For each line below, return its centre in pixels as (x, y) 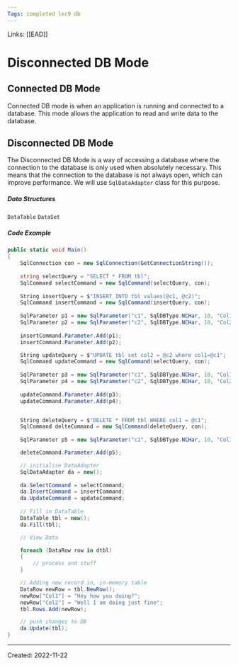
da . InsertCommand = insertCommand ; (73, 492)
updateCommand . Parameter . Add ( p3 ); (71, 394)
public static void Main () (47, 250)
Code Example (29, 233)
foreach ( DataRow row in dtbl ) (66, 550)
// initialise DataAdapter (60, 465)
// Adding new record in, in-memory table (84, 583)
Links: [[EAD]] (28, 34)
